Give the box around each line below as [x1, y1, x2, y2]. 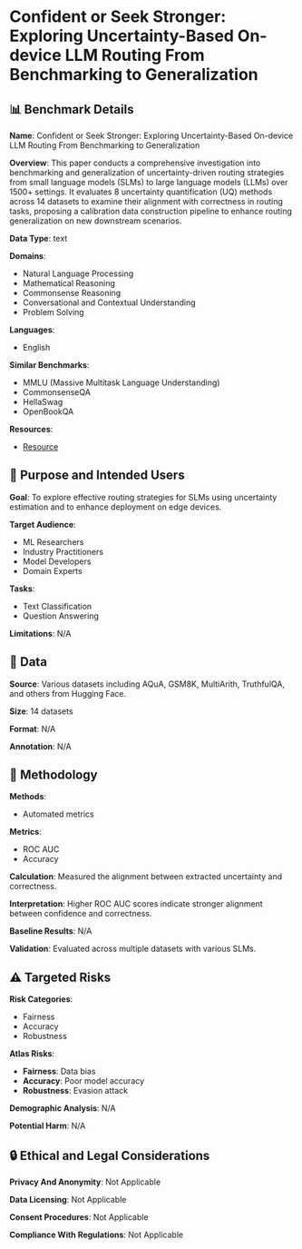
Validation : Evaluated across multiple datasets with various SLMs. [9, 943, 257, 955]
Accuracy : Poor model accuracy [22, 1076, 145, 1086]
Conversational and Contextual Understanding [22, 297, 197, 308]
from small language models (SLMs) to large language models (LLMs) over [9, 177, 288, 187]
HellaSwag [22, 397, 63, 407]
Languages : [9, 324, 55, 335]
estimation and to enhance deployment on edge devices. [9, 501, 222, 512]
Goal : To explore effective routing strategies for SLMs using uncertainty [9, 491, 278, 502]
